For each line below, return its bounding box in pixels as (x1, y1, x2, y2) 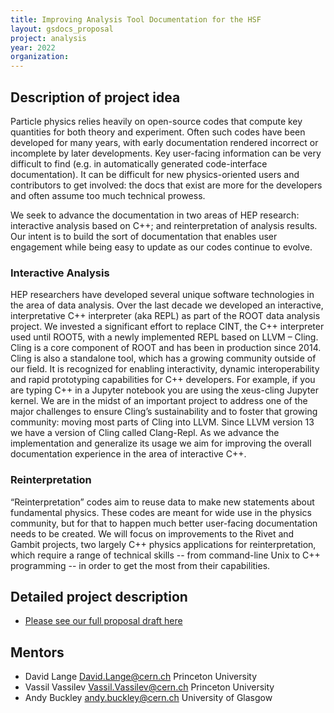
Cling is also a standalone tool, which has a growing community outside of (10, 352, 317, 365)
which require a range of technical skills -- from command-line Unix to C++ (10, 549, 321, 561)
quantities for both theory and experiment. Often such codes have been (10, 126, 306, 138)
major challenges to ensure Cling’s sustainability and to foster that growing (10, 406, 318, 418)
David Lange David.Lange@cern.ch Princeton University (24, 671, 258, 683)
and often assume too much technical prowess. (10, 189, 206, 201)
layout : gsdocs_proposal (10, 24, 114, 34)
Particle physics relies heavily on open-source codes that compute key (10, 115, 303, 127)
